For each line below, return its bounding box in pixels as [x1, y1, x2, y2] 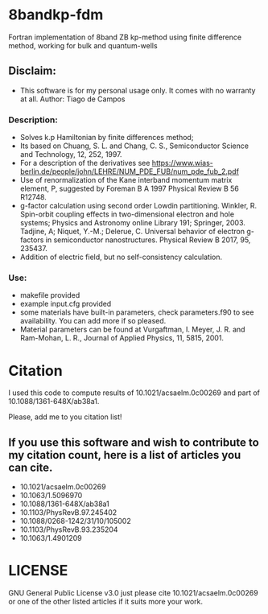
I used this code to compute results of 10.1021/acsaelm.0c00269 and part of [8, 388, 260, 398]
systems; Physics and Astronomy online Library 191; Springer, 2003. [19, 218, 245, 228]
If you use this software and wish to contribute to [8, 435, 259, 449]
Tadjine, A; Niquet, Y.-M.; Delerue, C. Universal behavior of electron [19, 227, 245, 237]
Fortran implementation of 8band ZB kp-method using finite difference [8, 32, 242, 42]
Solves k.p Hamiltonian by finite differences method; [19, 133, 194, 142]
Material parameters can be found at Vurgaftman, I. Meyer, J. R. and [19, 324, 245, 335]
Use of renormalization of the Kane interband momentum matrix [19, 175, 233, 185]
